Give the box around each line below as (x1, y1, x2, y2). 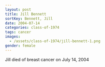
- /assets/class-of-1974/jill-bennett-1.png (9, 39, 101, 44)
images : (5, 34, 21, 39)
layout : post (5, 7, 31, 12)
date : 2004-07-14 (5, 20, 40, 26)
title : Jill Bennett (5, 12, 47, 17)
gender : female (5, 43, 36, 48)
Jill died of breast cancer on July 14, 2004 (5, 56, 90, 62)
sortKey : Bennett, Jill (5, 16, 53, 21)
